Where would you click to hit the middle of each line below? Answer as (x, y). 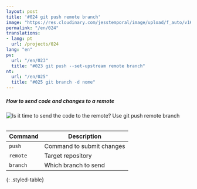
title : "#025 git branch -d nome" (53, 83)
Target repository (68, 156)
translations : (23, 33)
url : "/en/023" (30, 60)
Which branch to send (75, 165)
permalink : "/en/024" (33, 28)
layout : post (22, 11)
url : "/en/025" (30, 77)
